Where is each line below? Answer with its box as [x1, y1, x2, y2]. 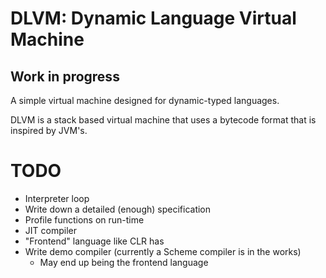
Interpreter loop [24, 192, 90, 204]
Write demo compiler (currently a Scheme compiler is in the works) [24, 245, 302, 257]
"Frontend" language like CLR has [24, 235, 165, 247]
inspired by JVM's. [10, 125, 88, 136]
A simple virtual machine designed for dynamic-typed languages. [10, 95, 280, 106]
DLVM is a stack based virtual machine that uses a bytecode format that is [10, 114, 317, 126]
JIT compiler [24, 224, 77, 236]
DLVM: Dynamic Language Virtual [10, 7, 297, 30]
